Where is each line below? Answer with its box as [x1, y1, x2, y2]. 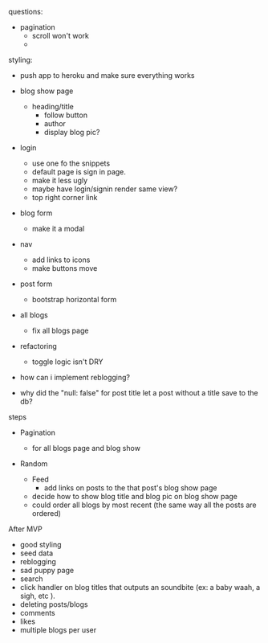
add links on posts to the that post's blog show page [43, 483, 217, 493]
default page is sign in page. [31, 167, 127, 176]
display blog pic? [43, 128, 100, 137]
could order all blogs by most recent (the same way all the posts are [31, 500, 257, 510]
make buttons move [31, 264, 98, 272]
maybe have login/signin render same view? [31, 184, 178, 194]
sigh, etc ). [19, 591, 56, 600]
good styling [19, 540, 62, 549]
